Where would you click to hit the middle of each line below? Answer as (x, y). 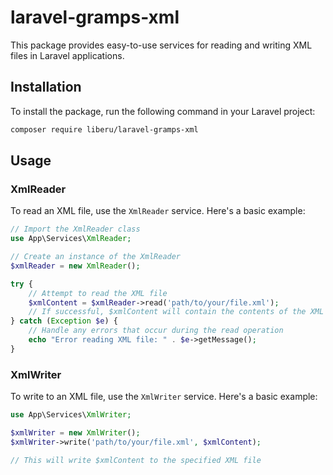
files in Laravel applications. (67, 55)
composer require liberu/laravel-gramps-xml (104, 129)
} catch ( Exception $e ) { (64, 321)
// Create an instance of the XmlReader (96, 257)
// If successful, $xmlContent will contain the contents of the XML (176, 312)
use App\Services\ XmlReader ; (71, 239)
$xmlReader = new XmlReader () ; (75, 266)
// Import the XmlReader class (75, 229)
